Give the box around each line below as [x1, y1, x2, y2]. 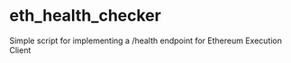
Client [9, 44, 32, 55]
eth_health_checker [9, 5, 162, 26]
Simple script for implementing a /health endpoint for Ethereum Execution [9, 35, 282, 46]
